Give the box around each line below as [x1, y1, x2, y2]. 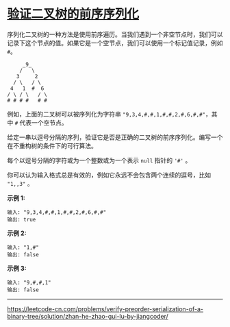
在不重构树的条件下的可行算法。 [7, 141, 97, 149]
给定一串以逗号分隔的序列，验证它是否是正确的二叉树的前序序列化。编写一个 [7, 133, 223, 141]
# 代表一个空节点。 [14, 118, 68, 127]
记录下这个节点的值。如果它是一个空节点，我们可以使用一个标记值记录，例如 [7, 38, 223, 47]
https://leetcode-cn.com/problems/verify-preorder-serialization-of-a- [7, 304, 204, 313]
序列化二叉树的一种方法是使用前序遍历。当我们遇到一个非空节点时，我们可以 [7, 30, 223, 38]
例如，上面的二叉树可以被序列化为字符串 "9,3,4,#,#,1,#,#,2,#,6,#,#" [7, 110, 206, 118]
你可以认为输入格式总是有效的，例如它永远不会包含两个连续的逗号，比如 [7, 171, 211, 179]
